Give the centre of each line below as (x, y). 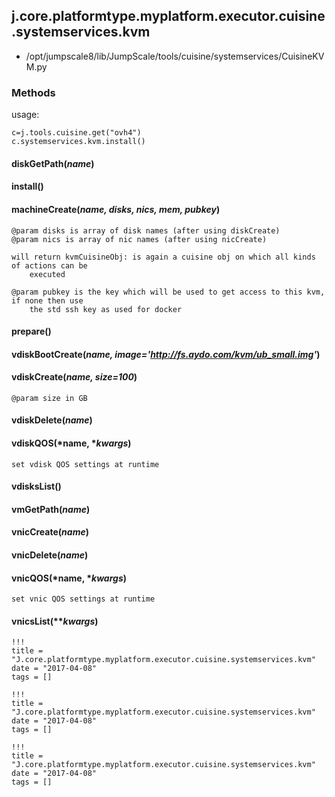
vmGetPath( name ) (51, 509)
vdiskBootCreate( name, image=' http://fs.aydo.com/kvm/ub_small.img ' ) (166, 354)
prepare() (31, 331)
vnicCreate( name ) (50, 532)
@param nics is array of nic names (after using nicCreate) (139, 239)
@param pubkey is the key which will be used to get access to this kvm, (168, 292)
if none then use (47, 300)
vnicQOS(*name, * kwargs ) (69, 578)
